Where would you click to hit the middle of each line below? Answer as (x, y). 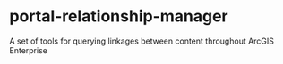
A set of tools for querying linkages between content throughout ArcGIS (142, 41)
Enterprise (28, 50)
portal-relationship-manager (119, 16)
